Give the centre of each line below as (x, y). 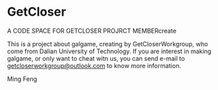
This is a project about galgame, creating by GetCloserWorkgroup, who (108, 44)
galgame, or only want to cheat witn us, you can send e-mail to (96, 58)
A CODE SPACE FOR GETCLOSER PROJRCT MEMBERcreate (92, 31)
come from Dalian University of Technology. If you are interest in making (109, 51)
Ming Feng (22, 78)
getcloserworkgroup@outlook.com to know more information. (94, 65)
